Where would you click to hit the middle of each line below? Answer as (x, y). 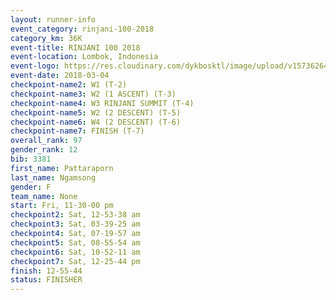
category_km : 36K (46, 38)
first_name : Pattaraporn (62, 168)
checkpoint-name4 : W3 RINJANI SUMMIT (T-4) (102, 103)
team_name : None (44, 196)
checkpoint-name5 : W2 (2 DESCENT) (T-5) (96, 112)
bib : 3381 (31, 159)
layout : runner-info (53, 19)
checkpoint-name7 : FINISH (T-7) (77, 131)
